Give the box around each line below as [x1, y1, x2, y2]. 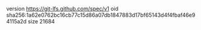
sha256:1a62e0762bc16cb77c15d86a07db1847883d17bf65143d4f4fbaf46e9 [6, 11, 196, 19]
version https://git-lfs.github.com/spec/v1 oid [6, 5, 119, 12]
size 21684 [28, 18, 56, 25]
